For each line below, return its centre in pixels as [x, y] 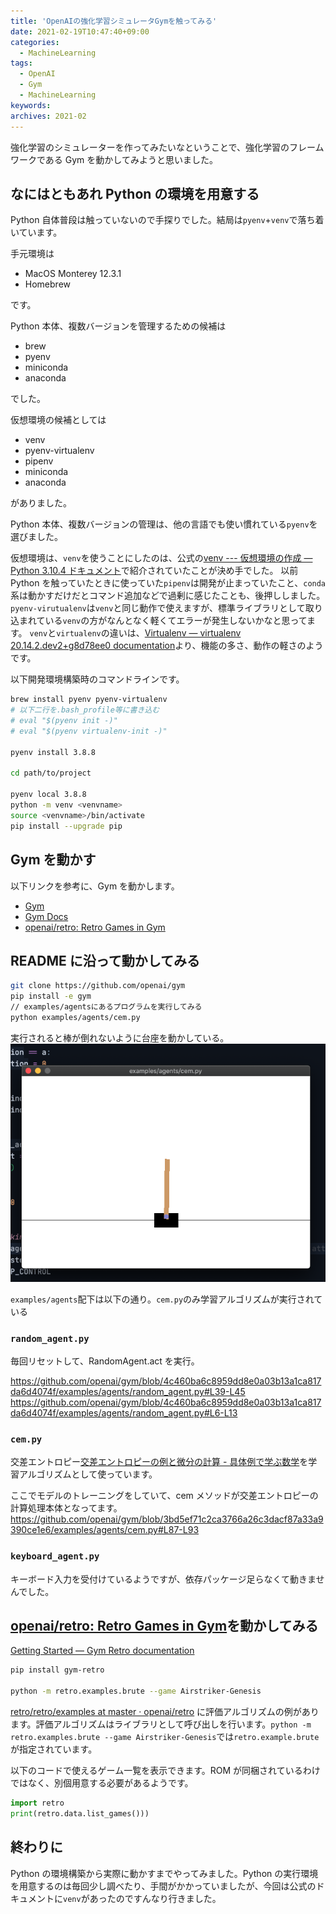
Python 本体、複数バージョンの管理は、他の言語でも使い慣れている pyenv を [164, 524]
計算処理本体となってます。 [66, 1508]
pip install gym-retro [57, 1670]
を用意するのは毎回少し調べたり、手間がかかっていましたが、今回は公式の [163, 1886]
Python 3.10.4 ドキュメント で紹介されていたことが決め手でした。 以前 [154, 571]
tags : [21, 63]
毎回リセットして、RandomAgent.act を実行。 [105, 1361]
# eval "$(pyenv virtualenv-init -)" [89, 731]
